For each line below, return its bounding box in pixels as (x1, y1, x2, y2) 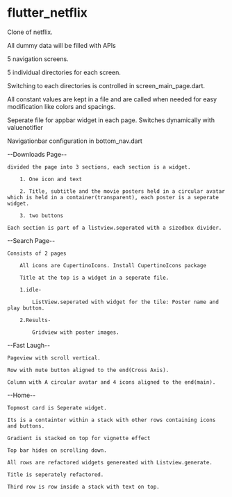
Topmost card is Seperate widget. (7, 404, 108, 411)
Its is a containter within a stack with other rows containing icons (7, 416, 216, 423)
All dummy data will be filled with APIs (7, 41, 116, 49)
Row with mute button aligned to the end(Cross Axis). (7, 367, 169, 373)
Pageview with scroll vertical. (7, 354, 101, 362)
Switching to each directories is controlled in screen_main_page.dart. (7, 81, 206, 90)
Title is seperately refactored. (7, 471, 104, 478)
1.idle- (19, 286, 42, 293)
